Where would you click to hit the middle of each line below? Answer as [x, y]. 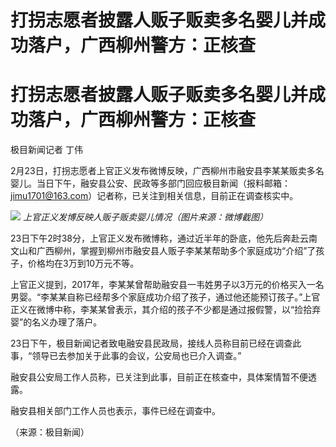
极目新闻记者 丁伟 [46, 150]
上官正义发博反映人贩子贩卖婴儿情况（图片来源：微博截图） [145, 217]
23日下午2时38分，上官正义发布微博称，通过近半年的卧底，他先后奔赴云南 [164, 238]
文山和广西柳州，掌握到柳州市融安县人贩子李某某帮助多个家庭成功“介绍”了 [163, 251]
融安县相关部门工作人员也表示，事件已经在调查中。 [115, 411]
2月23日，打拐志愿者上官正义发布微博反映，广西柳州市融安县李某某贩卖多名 [167, 171]
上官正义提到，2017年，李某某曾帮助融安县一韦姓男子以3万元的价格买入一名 [167, 285]
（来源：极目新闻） [50, 432]
